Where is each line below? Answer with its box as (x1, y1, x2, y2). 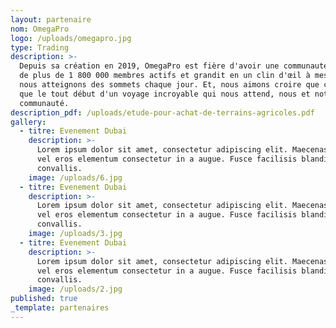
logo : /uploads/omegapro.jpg (10, 33, 132, 43)
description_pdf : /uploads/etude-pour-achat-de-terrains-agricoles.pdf (10, 107, 315, 118)
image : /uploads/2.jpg (28, 284, 123, 295)
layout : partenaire (10, 14, 92, 25)
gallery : (10, 117, 47, 127)
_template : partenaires (10, 303, 110, 313)
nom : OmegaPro (10, 24, 70, 34)
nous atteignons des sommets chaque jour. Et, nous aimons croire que (19, 80, 320, 90)
